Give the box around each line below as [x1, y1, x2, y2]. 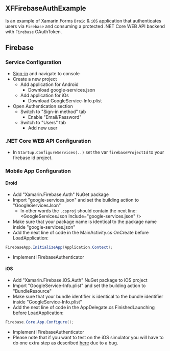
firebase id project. [12, 155, 53, 161]
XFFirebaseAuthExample [5, 4, 86, 13]
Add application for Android [20, 81, 79, 87]
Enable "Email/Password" [28, 114, 82, 120]
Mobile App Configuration [5, 167, 71, 174]
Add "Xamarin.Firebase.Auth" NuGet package [12, 191, 109, 198]
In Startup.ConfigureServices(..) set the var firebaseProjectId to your [12, 149, 164, 155]
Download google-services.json [28, 86, 95, 93]
